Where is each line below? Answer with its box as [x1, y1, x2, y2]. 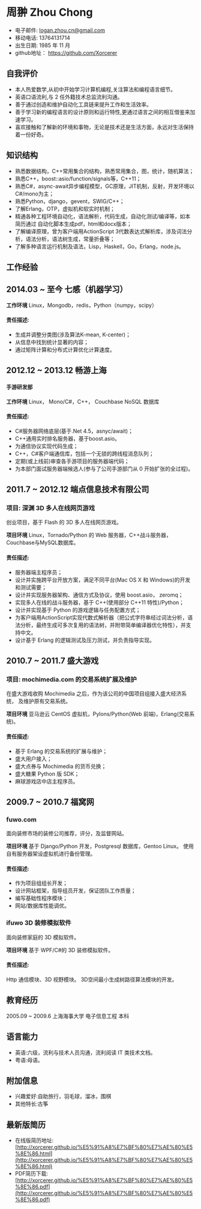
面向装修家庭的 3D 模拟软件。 [6, 934, 80, 941]
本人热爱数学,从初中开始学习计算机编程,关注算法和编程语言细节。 [14, 86, 176, 93]
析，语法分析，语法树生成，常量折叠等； [14, 235, 115, 242]
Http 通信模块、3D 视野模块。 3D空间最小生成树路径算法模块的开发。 [6, 976, 178, 983]
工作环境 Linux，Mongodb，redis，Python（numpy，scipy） [6, 301, 157, 309]
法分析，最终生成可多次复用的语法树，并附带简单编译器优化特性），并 [14, 621, 186, 629]
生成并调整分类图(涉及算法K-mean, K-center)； [14, 331, 131, 338]
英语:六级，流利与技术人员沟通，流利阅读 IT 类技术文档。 [14, 1049, 156, 1056]
